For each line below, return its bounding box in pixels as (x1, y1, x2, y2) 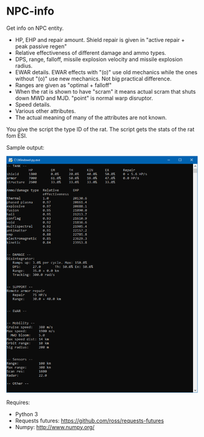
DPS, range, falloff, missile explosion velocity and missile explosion (15, 55, 183, 63)
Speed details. (15, 100, 52, 108)
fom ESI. (6, 132, 27, 139)
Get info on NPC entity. (6, 24, 64, 32)
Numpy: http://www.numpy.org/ (15, 423, 95, 430)
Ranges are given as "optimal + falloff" (15, 81, 112, 89)
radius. (15, 62, 33, 69)
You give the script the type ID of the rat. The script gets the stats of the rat (6, 125, 195, 133)
